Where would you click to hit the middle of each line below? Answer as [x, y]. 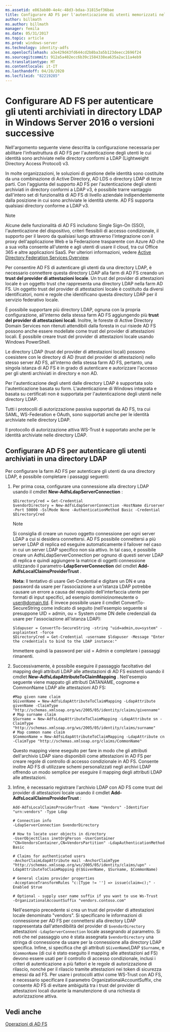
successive [30, 134]
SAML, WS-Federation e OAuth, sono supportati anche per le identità [77, 414]
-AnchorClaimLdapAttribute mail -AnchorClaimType [66, 860]
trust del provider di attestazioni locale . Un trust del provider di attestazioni [85, 278]
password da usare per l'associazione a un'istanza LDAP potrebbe [82, 586]
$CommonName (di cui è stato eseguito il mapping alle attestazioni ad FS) [85, 953]
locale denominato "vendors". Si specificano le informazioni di [77, 915]
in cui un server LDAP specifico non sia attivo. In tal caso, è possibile [84, 549]
